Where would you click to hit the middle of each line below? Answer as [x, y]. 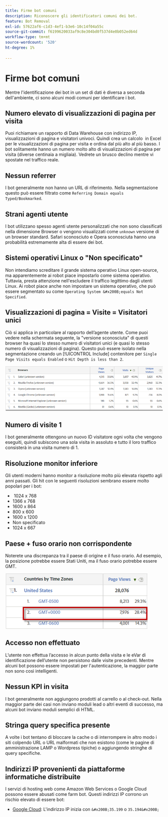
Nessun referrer [30, 176]
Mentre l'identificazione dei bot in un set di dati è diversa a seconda [75, 92]
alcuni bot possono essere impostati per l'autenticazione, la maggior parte [82, 666]
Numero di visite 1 [33, 425]
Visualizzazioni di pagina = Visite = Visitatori [76, 313]
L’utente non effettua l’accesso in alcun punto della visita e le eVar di [75, 655]
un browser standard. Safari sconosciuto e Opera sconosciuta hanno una [80, 237]
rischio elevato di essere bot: [35, 799]
